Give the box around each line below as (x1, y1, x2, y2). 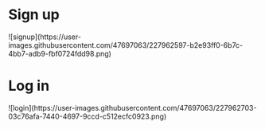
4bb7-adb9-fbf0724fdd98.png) (8, 49, 111, 58)
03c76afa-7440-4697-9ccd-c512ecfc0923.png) (8, 111, 167, 121)
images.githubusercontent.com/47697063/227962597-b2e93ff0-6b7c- (8, 40, 244, 49)
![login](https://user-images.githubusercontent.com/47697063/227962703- (8, 103, 257, 112)
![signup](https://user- (8, 32, 82, 41)
